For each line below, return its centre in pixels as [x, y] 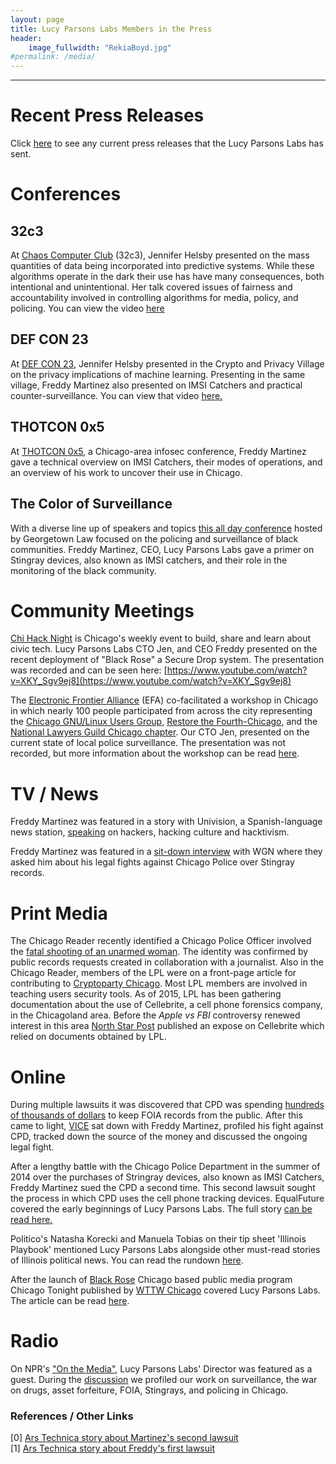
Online [38, 1077]
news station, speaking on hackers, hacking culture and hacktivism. [150, 832]
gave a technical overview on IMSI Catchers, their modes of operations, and [166, 462]
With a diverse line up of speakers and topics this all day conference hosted [166, 528]
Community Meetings [102, 610]
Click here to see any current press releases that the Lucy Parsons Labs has [167, 143]
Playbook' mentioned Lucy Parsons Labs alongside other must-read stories [165, 1250]
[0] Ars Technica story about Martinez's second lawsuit [124, 1438]
